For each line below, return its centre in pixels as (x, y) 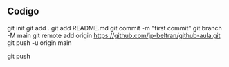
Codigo (23, 11)
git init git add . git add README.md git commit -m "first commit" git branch (115, 28)
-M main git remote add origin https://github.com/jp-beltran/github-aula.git (114, 35)
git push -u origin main (39, 42)
